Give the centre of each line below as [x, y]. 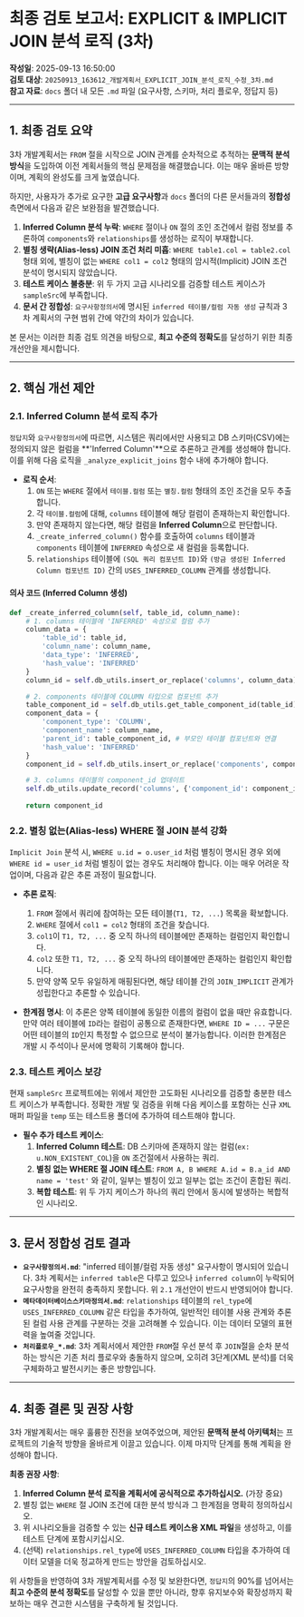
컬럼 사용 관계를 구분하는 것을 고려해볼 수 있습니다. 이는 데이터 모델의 [154, 1323]
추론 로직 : [39, 894]
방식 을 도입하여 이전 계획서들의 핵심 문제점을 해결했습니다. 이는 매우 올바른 [141, 165]
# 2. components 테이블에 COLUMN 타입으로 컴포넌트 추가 [122, 696]
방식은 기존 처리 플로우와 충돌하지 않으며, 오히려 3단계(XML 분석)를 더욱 [166, 1357]
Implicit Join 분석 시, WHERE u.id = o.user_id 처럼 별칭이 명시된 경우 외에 [145, 852]
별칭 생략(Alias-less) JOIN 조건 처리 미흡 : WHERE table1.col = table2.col [157, 250]
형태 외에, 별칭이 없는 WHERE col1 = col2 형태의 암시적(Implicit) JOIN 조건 [155, 260]
